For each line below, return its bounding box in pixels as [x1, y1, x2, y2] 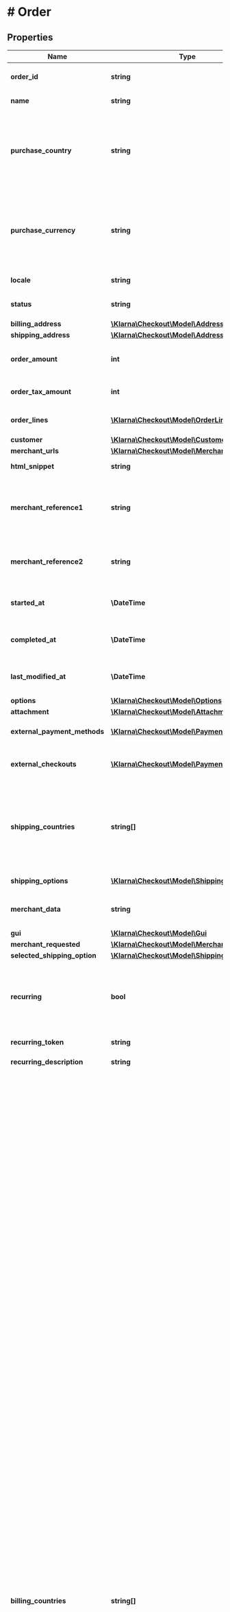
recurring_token [10, 1037, 64, 1047]
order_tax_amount [10, 387, 72, 396]
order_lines [10, 415, 49, 424]
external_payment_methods [10, 727, 105, 736]
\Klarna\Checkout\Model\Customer [110, 435, 229, 444]
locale [10, 275, 31, 285]
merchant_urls [10, 446, 60, 455]
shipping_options [10, 876, 68, 886]
